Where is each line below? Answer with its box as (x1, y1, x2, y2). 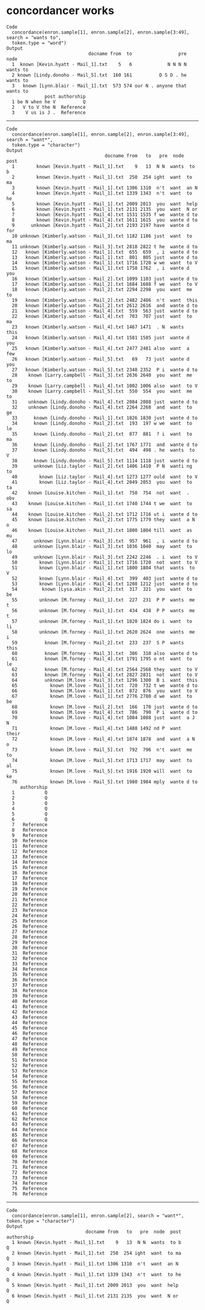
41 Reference (12, 1004, 48, 1010)
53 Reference (12, 1068, 48, 1074)
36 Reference (12, 977, 48, 983)
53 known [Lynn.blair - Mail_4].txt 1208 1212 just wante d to (12, 580, 198, 587)
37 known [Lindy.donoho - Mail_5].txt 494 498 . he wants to (12, 447, 195, 453)
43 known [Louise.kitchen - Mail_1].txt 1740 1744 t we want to (12, 500, 192, 506)
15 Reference (12, 864, 48, 870)
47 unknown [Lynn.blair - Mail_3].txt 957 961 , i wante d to (12, 538, 198, 544)
